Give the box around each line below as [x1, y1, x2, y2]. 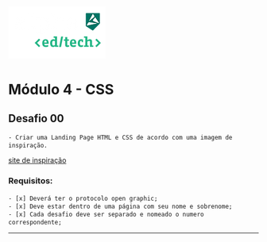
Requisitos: [8, 175, 53, 186]
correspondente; [8, 218, 62, 226]
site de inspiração [8, 156, 67, 165]
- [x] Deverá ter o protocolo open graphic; [8, 194, 158, 202]
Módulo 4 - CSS [8, 80, 114, 98]
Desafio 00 [8, 111, 65, 125]
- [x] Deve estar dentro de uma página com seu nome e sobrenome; [8, 202, 233, 210]
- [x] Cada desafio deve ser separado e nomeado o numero [8, 210, 204, 218]
